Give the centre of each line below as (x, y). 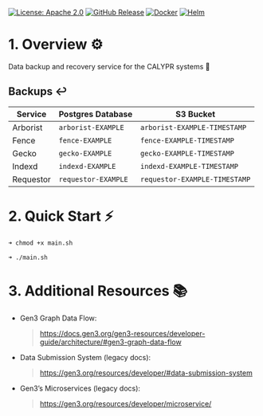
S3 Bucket (195, 114)
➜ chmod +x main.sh (41, 243)
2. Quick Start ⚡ (61, 216)
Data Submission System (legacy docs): (85, 358)
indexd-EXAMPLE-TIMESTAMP (189, 166)
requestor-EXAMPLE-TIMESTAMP (195, 179)
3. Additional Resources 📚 (98, 290)
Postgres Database (96, 114)
